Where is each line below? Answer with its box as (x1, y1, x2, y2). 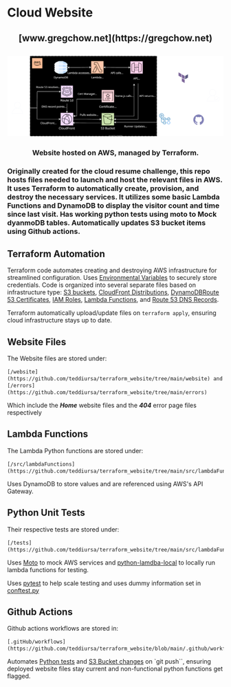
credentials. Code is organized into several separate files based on (7, 281, 197, 290)
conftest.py (7, 586, 40, 594)
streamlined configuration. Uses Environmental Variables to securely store (7, 274, 217, 282)
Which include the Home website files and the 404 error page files (7, 401, 197, 409)
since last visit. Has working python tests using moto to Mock (7, 210, 217, 219)
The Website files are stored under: (7, 354, 107, 362)
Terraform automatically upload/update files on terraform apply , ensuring (7, 309, 217, 317)
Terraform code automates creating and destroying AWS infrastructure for (7, 266, 217, 274)
